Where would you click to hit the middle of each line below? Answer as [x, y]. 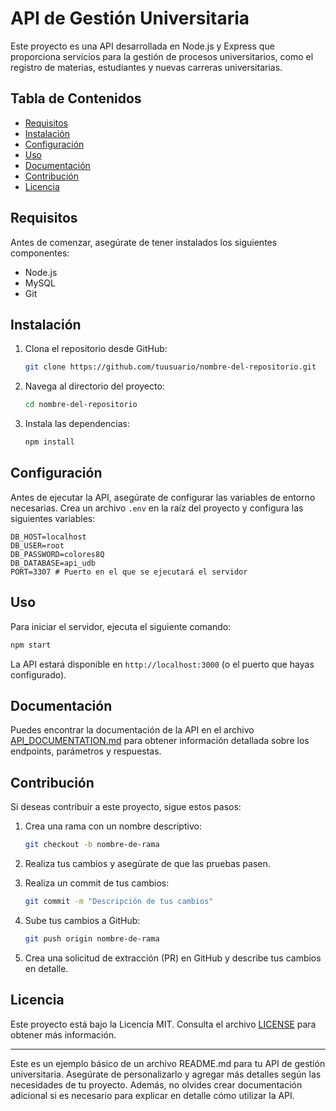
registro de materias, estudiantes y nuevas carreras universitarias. [146, 67]
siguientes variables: [53, 518]
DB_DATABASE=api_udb [53, 563]
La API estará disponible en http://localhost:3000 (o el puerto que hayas [162, 664]
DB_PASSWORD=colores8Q [57, 554]
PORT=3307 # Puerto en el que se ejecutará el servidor [129, 572]
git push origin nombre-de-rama [92, 938]
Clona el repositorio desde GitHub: [96, 349]
